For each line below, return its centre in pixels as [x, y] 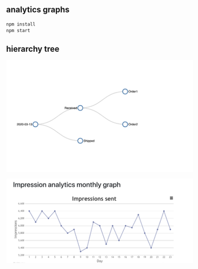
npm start [18, 30]
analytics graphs [38, 10]
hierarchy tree [33, 49]
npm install [21, 24]
